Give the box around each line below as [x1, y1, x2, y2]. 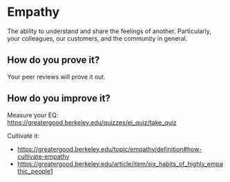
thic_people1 [17, 167, 53, 175]
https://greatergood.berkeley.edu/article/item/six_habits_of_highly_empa [17, 159, 223, 168]
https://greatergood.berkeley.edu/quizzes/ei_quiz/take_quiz [7, 118, 178, 126]
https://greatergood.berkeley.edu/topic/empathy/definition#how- [17, 145, 202, 153]
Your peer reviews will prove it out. [7, 72, 106, 81]
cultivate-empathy [17, 152, 70, 161]
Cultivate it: [7, 132, 40, 140]
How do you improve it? [7, 92, 111, 104]
